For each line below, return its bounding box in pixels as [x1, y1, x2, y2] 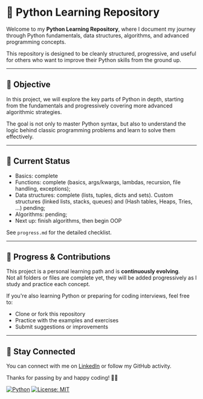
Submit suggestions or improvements [14, 323, 109, 331]
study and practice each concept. [6, 281, 91, 288]
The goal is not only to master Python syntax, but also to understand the [6, 120, 186, 127]
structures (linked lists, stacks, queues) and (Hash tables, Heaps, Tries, [14, 197, 193, 205]
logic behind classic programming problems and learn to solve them [6, 126, 176, 133]
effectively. [6, 133, 34, 140]
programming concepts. [6, 38, 66, 45]
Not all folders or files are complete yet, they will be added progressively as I [6, 274, 198, 281]
